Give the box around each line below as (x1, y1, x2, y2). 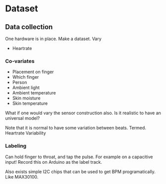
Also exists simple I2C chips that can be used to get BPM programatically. (5, 169, 156, 175)
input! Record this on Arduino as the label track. (5, 159, 103, 165)
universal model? (5, 115, 40, 121)
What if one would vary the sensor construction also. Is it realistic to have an (5, 110, 161, 116)
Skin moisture (12, 95, 41, 101)
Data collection (5, 23, 53, 31)
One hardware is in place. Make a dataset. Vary (5, 36, 102, 42)
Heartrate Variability (5, 130, 46, 136)
